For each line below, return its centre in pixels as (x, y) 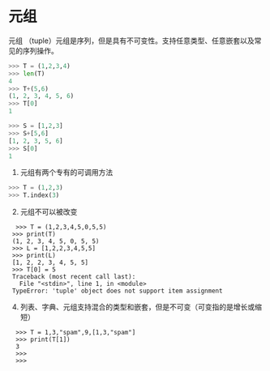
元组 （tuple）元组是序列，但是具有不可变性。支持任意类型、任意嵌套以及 (131, 41)
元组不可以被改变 (49, 212)
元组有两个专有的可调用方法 (66, 173)
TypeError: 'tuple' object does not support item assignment (117, 291)
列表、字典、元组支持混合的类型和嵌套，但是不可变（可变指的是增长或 (137, 307)
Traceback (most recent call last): (74, 277)
